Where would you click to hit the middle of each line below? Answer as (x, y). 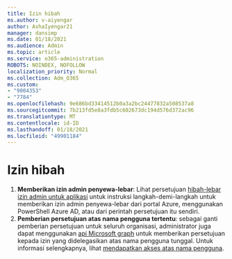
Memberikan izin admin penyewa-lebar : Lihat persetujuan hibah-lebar (119, 189)
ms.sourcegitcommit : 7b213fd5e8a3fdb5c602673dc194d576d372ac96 (101, 110)
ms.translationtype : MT (42, 116)
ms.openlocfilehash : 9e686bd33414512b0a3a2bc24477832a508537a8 (101, 104)
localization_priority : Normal (52, 71)
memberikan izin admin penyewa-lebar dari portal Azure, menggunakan (120, 204)
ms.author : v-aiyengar (40, 20)
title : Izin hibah (34, 14)
